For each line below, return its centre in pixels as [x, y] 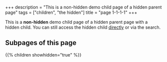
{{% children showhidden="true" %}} [43, 55]
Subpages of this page [41, 43]
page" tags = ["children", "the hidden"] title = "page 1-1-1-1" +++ [71, 12]
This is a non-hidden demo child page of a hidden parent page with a [77, 22]
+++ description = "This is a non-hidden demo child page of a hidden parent [83, 7]
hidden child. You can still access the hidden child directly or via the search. [83, 27]
